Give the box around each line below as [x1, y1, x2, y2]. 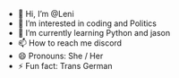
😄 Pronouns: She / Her [17, 50, 104, 61]
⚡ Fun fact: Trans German [17, 61, 113, 71]
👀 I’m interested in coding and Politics [17, 18, 158, 29]
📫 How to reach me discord [17, 38, 123, 48]
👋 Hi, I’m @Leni [17, 9, 74, 19]
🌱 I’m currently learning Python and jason [17, 28, 171, 38]
